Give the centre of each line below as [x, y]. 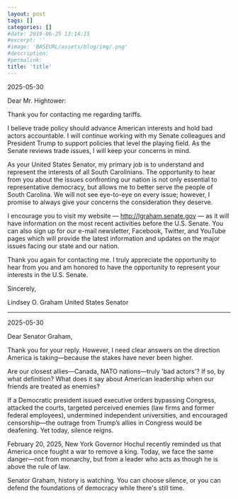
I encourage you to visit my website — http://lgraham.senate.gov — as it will [118, 215]
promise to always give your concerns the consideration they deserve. [110, 202]
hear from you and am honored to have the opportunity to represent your [114, 267]
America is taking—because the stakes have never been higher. [100, 357]
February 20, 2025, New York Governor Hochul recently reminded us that [114, 444]
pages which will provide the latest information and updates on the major [114, 238]
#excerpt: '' [27, 40]
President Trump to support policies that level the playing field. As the [109, 143]
